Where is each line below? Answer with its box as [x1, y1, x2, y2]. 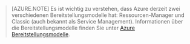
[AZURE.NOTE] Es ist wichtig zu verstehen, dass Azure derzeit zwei [11, 5, 180, 12]
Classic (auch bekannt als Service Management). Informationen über [11, 18, 183, 25]
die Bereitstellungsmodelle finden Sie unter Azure [11, 24, 136, 31]
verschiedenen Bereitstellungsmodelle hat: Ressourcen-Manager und [11, 11, 185, 19]
